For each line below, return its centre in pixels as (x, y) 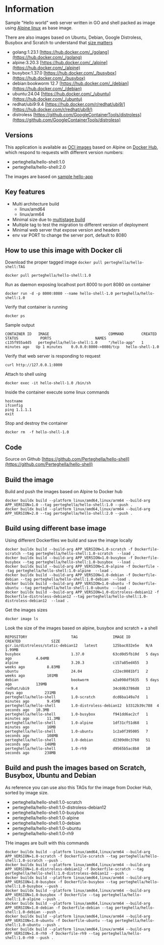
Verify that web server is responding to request (53, 356)
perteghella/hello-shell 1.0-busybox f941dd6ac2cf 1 (77, 714)
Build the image (29, 480)
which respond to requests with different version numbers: (64, 152)
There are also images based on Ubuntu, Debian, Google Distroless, (74, 37)
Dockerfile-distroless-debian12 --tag (45, 596)
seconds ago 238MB (30, 753)
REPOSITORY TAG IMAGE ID (68, 637)
